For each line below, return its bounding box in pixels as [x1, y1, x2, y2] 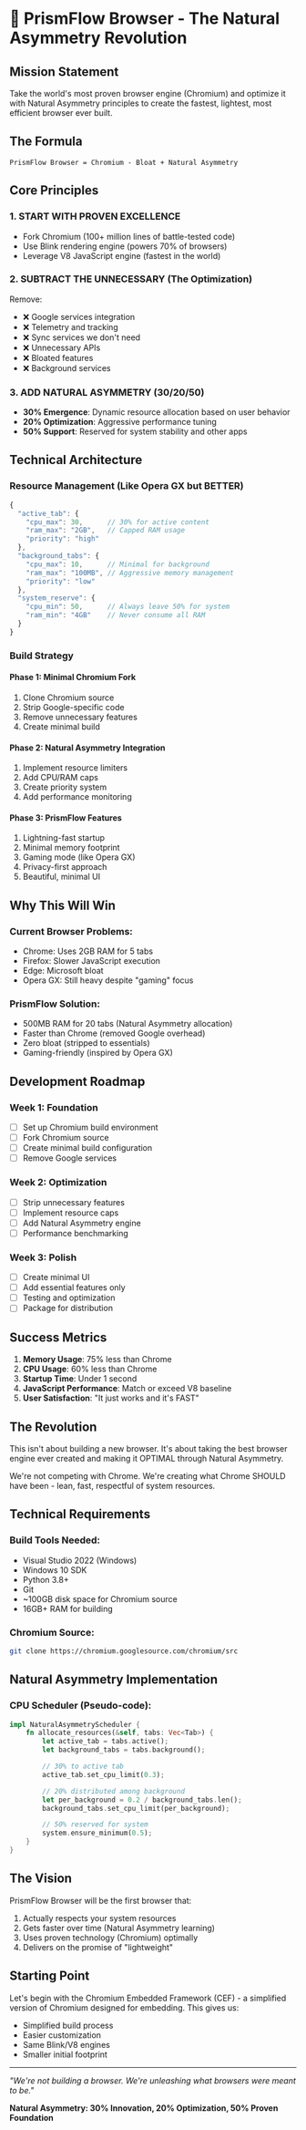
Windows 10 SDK [22, 1564, 87, 1576]
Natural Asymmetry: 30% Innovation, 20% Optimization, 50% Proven [9, 2102, 279, 2114]
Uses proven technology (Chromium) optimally [22, 1932, 199, 1943]
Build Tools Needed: [9, 1534, 101, 1546]
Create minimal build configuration [22, 1143, 153, 1153]
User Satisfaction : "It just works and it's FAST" [22, 1392, 200, 1403]
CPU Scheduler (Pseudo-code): [9, 1700, 152, 1712]
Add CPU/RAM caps [22, 772, 98, 783]
